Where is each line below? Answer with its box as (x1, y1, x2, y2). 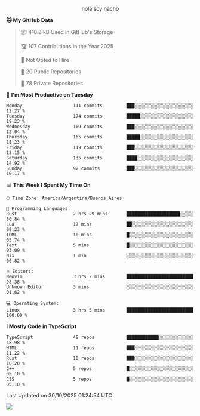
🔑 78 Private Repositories (20, 80, 84, 87)
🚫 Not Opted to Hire (20, 57, 70, 63)
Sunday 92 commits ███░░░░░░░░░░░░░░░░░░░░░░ (6, 165, 194, 171)
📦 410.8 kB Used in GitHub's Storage (20, 29, 113, 35)
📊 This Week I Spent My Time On (6, 181, 91, 189)
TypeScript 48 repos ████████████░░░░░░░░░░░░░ (6, 334, 194, 340)
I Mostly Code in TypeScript (6, 323, 76, 330)
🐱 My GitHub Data (6, 17, 54, 23)
